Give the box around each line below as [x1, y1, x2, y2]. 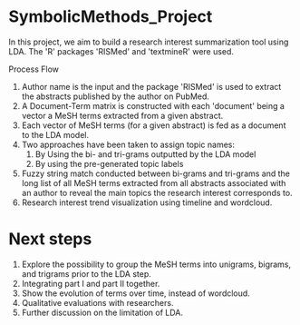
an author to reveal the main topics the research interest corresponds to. [21, 187, 293, 198]
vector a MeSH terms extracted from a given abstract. [21, 110, 224, 121]
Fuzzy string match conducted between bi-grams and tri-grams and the [21, 168, 291, 179]
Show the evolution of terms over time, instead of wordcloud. [21, 288, 250, 299]
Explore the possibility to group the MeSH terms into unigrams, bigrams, [21, 259, 292, 270]
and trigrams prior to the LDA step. [21, 268, 151, 279]
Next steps [8, 229, 92, 250]
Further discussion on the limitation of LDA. [21, 307, 183, 318]
